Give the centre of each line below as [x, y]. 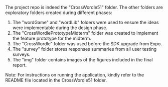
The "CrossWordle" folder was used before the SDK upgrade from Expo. [87, 44]
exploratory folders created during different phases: [59, 13]
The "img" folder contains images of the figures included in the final [82, 60]
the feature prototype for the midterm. [52, 38]
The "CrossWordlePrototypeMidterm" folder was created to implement [85, 33]
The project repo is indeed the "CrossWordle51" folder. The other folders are [84, 7]
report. [20, 65]
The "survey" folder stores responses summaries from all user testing [85, 49]
